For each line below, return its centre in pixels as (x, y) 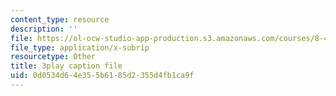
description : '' (44, 29)
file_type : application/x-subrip (80, 47)
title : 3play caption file (66, 66)
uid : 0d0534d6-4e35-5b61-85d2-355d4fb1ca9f (102, 76)
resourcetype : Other (53, 57)
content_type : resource (60, 19)
